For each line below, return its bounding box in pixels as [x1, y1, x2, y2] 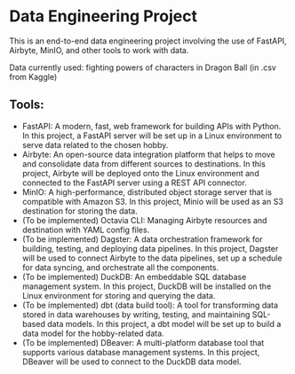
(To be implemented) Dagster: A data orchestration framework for [21, 233, 263, 245]
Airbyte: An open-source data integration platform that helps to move [21, 149, 275, 160]
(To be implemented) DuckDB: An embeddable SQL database [21, 271, 247, 282]
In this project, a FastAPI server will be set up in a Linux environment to [21, 130, 283, 141]
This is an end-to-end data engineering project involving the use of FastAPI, [9, 35, 287, 46]
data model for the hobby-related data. [21, 328, 164, 339]
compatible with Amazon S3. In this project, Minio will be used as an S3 [21, 196, 284, 206]
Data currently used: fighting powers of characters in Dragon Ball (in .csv [9, 62, 277, 73]
